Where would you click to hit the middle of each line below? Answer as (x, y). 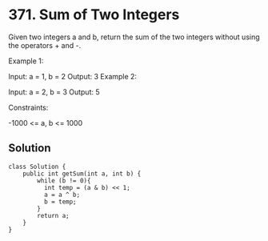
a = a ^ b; (62, 195)
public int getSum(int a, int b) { (82, 174)
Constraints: (28, 107)
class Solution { (37, 167)
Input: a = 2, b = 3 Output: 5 (54, 92)
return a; (53, 215)
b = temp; (60, 202)
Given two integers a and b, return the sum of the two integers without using (134, 37)
